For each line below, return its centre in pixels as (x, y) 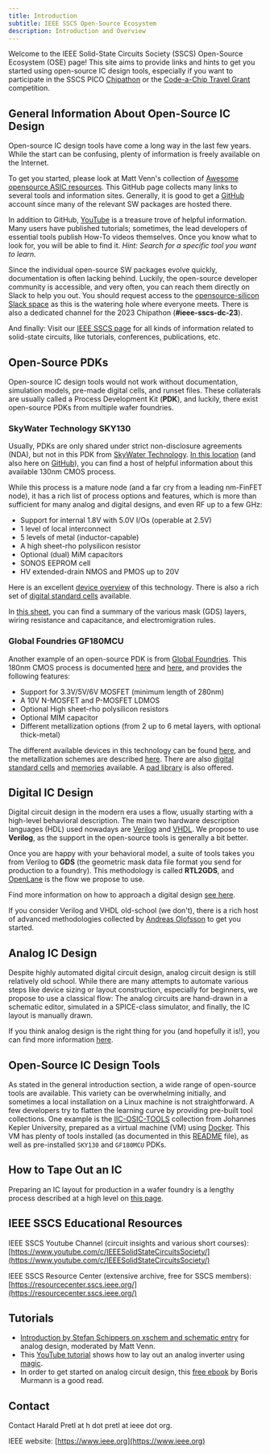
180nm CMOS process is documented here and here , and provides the (125, 667)
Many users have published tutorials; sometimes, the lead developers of (128, 229)
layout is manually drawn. (51, 1015)
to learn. (22, 254)
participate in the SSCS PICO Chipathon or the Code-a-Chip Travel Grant (129, 80)
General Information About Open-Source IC (120, 113)
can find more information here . (61, 1040)
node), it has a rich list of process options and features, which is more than (133, 496)
